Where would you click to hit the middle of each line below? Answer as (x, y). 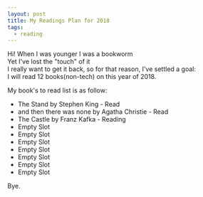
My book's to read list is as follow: (57, 90)
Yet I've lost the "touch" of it (49, 62)
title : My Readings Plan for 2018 (59, 21)
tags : (15, 27)
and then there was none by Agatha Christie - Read (93, 112)
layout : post (27, 14)
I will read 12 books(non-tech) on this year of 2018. (82, 77)
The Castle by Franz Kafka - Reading (72, 119)
